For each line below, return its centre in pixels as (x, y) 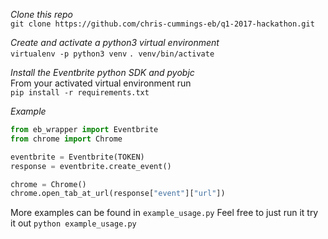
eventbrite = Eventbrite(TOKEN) (77, 157)
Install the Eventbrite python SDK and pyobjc (102, 72)
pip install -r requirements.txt (80, 93)
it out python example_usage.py (73, 223)
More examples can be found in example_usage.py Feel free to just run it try (164, 213)
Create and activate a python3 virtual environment (115, 42)
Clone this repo (41, 14)
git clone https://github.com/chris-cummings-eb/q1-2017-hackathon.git (162, 24)
